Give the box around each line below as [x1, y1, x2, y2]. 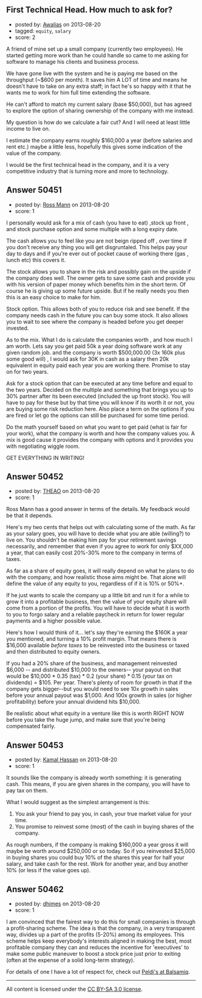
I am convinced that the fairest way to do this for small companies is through [6, 918, 196, 926]
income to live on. [6, 125, 50, 132]
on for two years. [6, 368, 49, 375]
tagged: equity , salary [14, 27, 72, 34]
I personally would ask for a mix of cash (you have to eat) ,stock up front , [6, 219, 189, 226]
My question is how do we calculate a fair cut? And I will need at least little [6, 119, 191, 126]
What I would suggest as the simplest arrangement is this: [6, 799, 150, 806]
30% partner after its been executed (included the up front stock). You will [6, 392, 191, 400]
